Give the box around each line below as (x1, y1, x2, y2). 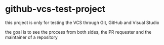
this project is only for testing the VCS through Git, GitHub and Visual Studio (5, 20, 160, 25)
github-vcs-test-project (5, 3, 106, 15)
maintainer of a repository (5, 34, 58, 40)
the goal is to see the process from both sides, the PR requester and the (5, 29, 152, 35)
